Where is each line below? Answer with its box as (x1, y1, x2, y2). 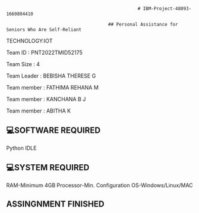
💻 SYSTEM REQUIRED (6, 162, 90, 173)
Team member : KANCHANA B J (6, 96, 86, 102)
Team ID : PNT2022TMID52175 (6, 49, 83, 56)
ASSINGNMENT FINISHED (6, 199, 105, 209)
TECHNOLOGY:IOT (6, 37, 53, 45)
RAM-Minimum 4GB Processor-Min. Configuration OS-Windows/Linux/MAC (6, 181, 194, 189)
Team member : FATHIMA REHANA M (6, 84, 99, 91)
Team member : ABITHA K (6, 107, 71, 114)
